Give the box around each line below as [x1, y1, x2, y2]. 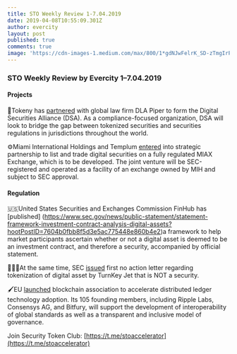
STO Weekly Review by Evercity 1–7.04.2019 [7, 73, 162, 83]
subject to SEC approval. [7, 172, 79, 181]
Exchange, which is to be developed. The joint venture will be [7, 158, 186, 166]
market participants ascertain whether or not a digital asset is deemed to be [7, 235, 228, 244]
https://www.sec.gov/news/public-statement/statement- [44, 213, 208, 221]
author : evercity [7, 23, 59, 30]
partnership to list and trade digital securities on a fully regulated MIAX [7, 150, 213, 158]
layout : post [7, 30, 46, 37]
